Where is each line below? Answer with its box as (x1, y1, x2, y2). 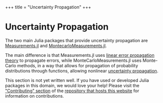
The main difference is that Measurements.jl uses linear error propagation (5, 52, 155, 58)
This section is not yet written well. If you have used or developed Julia (5, 77, 149, 83)
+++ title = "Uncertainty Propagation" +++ (5, 4, 91, 10)
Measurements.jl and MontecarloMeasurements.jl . (5, 43, 107, 49)
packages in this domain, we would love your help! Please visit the (5, 82, 139, 88)
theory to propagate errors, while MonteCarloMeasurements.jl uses (5, 57, 142, 63)
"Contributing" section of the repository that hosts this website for (5, 88, 139, 94)
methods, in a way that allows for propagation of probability (17, 62, 138, 68)
